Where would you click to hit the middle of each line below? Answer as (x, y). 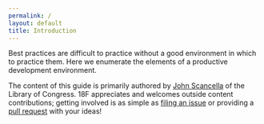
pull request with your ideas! (55, 111)
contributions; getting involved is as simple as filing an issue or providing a (131, 103)
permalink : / (30, 16)
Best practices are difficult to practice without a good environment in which (132, 54)
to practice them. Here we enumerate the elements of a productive (118, 62)
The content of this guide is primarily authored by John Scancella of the (127, 86)
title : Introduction (43, 30)
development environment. (53, 70)
